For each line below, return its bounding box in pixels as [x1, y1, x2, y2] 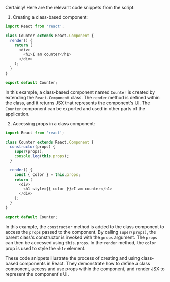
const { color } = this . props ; [14, 172, 81, 177]
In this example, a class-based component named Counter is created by [5, 89, 155, 95]
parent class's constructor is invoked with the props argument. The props [5, 234, 158, 240]
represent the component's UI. [5, 271, 70, 277]
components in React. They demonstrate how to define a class [19, 260, 151, 266]
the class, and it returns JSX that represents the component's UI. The [5, 100, 150, 106]
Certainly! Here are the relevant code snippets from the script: [5, 5, 135, 10]
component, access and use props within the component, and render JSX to [5, 266, 165, 272]
